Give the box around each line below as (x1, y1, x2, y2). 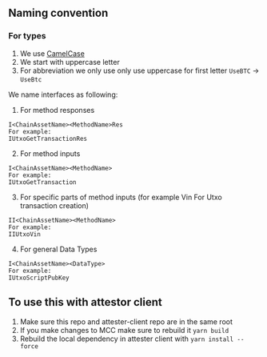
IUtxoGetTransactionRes (8, 134, 88, 142)
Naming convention (8, 6, 109, 20)
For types (8, 30, 46, 42)
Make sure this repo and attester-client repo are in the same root (19, 316, 233, 327)
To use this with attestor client (8, 295, 162, 309)
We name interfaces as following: (8, 90, 118, 99)
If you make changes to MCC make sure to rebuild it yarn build (19, 325, 229, 335)
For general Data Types (19, 244, 98, 254)
